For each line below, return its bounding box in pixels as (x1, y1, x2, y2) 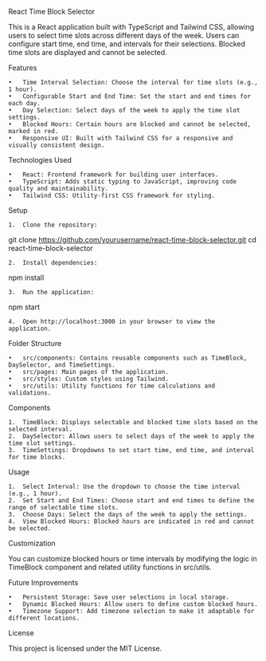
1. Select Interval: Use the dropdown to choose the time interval (8, 482, 241, 490)
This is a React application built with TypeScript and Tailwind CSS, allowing (8, 22, 255, 31)
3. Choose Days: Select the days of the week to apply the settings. (8, 510, 248, 518)
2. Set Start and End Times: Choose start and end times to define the (8, 497, 255, 505)
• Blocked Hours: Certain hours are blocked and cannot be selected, (8, 120, 251, 128)
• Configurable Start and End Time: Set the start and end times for (8, 92, 251, 100)
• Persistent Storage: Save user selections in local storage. (8, 593, 229, 601)
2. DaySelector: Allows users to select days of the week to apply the (8, 432, 255, 440)
